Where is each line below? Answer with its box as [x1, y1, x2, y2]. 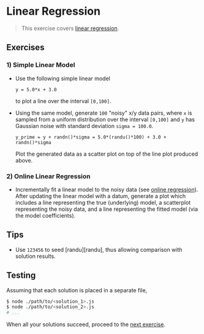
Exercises [6, 42, 45, 53]
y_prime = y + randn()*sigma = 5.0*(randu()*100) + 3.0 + [15, 134, 167, 140]
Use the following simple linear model [15, 75, 110, 82]
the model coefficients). [15, 211, 76, 219]
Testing [6, 270, 36, 281]
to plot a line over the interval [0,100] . [15, 97, 111, 105]
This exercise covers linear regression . [21, 25, 119, 32]
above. [15, 156, 33, 164]
